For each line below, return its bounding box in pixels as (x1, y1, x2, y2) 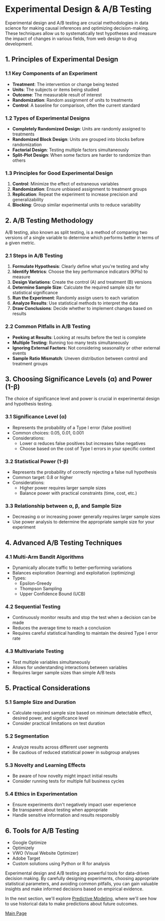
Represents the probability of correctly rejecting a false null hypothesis (12, 469, 157, 475)
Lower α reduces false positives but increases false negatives (19, 440, 146, 446)
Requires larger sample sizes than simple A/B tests (12, 669, 116, 675)
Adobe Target (12, 855, 41, 861)
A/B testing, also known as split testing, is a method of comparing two (5, 229, 148, 235)
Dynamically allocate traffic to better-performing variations (12, 565, 132, 570)
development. (5, 41, 33, 46)
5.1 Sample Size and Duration (5, 699, 76, 705)
